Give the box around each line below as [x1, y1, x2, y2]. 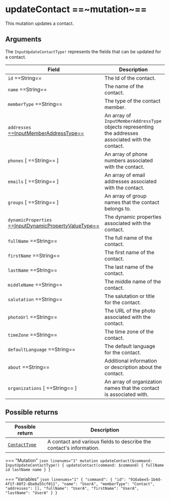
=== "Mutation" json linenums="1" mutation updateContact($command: [5, 457, 153, 463]
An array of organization [104, 378, 162, 385]
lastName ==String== [8, 266, 58, 273]
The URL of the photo [104, 307, 156, 314]
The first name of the [104, 248, 154, 256]
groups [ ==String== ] [8, 199, 59, 206]
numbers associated [104, 157, 153, 164]
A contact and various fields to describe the [47, 438, 151, 445]
